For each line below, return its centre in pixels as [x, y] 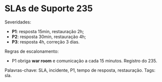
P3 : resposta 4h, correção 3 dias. [45, 41]
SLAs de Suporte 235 [49, 9]
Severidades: [18, 22]
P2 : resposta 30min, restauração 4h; [49, 37]
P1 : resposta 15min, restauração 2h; [48, 31]
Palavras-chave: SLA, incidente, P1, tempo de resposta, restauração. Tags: [80, 70]
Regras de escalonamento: [32, 51]
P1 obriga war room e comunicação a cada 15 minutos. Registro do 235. [84, 61]
